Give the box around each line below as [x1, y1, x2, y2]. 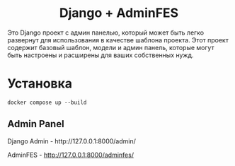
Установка [7, 76, 73, 92]
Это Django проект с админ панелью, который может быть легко [7, 28, 204, 37]
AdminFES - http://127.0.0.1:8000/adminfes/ [7, 150, 134, 159]
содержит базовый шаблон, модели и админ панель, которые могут [7, 43, 214, 52]
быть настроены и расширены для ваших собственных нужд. [7, 51, 194, 59]
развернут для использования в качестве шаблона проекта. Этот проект [7, 35, 229, 44]
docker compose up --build [7, 99, 87, 106]
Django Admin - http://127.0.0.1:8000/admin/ [7, 136, 137, 146]
